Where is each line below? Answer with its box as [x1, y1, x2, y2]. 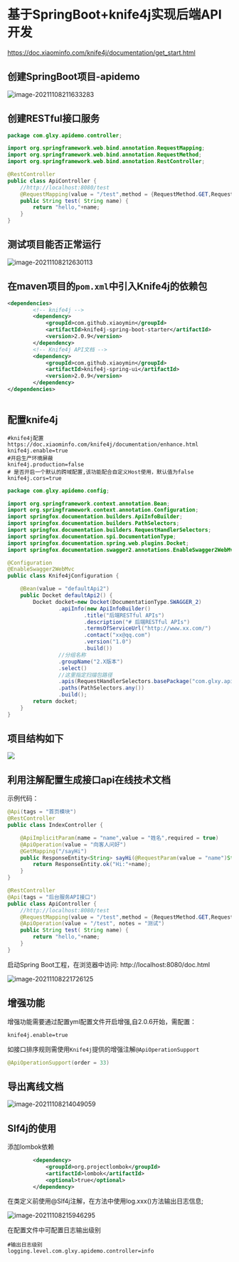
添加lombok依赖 [7, 1142, 55, 1151]
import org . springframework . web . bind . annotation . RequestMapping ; [7, 145, 205, 152]
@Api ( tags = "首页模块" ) [7, 808, 77, 815]
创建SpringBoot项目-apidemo [7, 71, 140, 83]
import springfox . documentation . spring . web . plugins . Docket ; [7, 539, 190, 547]
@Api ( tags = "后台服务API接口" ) [7, 893, 97, 901]
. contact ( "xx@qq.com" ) [83, 632, 152, 639]
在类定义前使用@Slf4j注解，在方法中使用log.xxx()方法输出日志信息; [7, 1197, 204, 1206]
